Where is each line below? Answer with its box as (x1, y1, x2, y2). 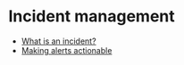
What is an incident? (21, 36, 96, 46)
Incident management (8, 6, 175, 27)
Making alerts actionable (21, 45, 113, 55)
